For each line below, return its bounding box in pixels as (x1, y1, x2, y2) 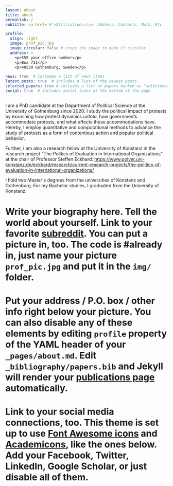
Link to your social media (5, 406, 114, 418)
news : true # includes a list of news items (5, 74, 105, 79)
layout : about (5, 7, 36, 13)
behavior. (5, 135, 25, 141)
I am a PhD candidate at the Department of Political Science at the (5, 102, 146, 109)
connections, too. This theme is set (5, 417, 159, 428)
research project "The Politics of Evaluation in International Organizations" (5, 150, 163, 157)
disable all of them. (5, 472, 89, 483)
